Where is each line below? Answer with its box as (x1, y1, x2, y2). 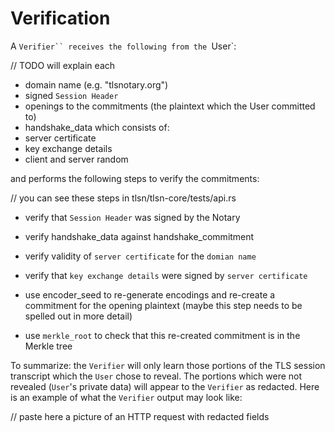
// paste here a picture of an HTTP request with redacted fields (10, 410, 270, 422)
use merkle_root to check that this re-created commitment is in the (24, 329, 301, 341)
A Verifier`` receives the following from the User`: (10, 40, 237, 52)
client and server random (24, 153, 129, 165)
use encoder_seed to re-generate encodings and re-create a (24, 288, 276, 301)
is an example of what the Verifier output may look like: (10, 391, 243, 403)
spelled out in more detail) (24, 310, 133, 322)
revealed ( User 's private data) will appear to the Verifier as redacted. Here (10, 380, 320, 392)
